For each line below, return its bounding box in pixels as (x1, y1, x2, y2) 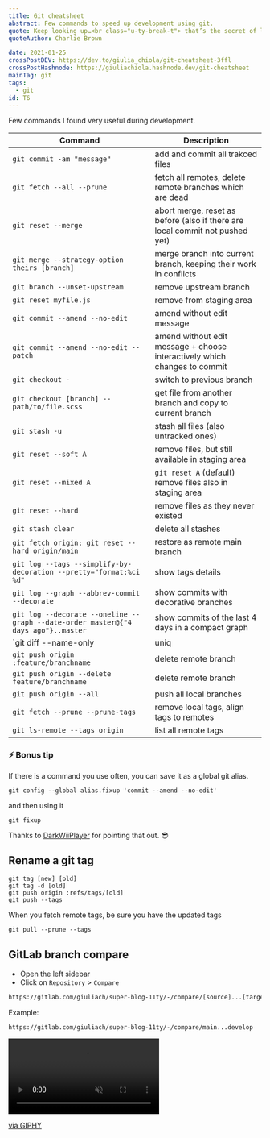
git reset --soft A (12, 450, 87, 459)
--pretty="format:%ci (57, 567, 141, 577)
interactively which (154, 351, 227, 363)
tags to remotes (154, 712, 215, 723)
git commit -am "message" (12, 155, 112, 164)
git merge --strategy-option (12, 255, 124, 264)
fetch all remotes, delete (154, 172, 247, 183)
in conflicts (154, 268, 197, 280)
